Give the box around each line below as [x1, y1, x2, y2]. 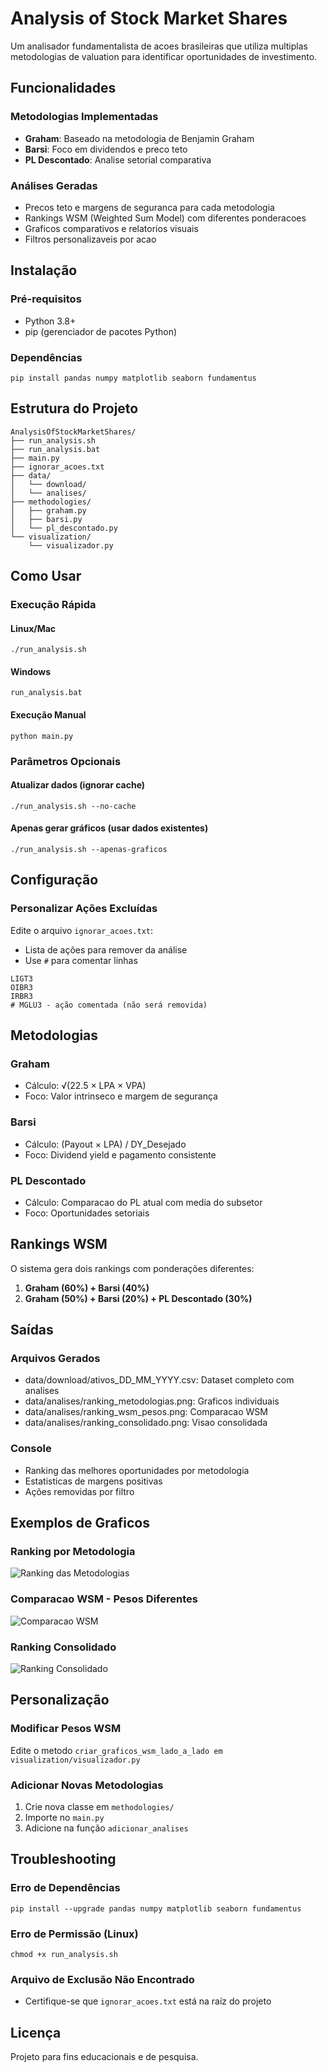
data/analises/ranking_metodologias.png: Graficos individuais [24, 1395, 280, 1407]
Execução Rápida [10, 598, 97, 612]
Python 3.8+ [24, 315, 77, 327]
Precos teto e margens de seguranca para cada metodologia [24, 201, 275, 213]
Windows [10, 665, 51, 677]
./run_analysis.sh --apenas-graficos [10, 844, 168, 854]
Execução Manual [10, 709, 87, 721]
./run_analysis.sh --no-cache [10, 801, 137, 811]
